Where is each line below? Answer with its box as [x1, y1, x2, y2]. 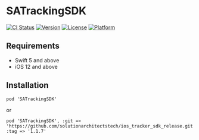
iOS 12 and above [14, 63, 58, 70]
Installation [6, 80, 49, 90]
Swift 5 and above [14, 56, 60, 63]
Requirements [6, 41, 60, 51]
